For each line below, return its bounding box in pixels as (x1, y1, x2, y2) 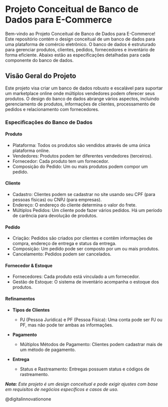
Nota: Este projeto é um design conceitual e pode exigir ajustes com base (5, 381, 158, 387)
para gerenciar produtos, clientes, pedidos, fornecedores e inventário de (5, 46, 155, 52)
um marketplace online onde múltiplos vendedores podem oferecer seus (5, 90, 155, 96)
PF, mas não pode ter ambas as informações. (19, 321, 113, 328)
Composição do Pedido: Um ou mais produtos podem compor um (12, 163, 148, 169)
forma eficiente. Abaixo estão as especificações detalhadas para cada (5, 51, 150, 58)
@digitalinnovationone (5, 396, 51, 402)
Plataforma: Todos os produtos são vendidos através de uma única (12, 142, 150, 148)
